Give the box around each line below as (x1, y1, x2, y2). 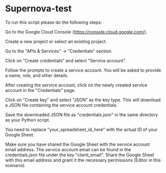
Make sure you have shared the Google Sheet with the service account (5, 141, 150, 147)
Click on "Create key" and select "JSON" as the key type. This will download (5, 97, 161, 103)
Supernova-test (5, 3, 72, 14)
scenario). (5, 162, 26, 168)
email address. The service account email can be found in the (5, 146, 131, 152)
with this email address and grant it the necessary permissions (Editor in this (5, 157, 161, 163)
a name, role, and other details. (5, 72, 68, 78)
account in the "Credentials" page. (5, 87, 76, 93)
